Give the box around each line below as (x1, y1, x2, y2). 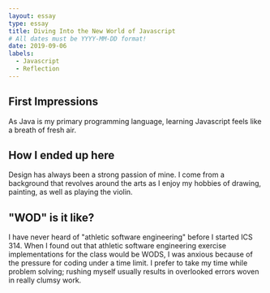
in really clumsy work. (8, 275, 82, 285)
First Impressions (8, 95, 99, 109)
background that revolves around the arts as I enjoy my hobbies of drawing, (8, 179, 262, 188)
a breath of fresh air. (8, 125, 77, 135)
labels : (8, 50, 35, 58)
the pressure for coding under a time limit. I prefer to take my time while (8, 258, 248, 268)
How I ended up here (8, 148, 115, 162)
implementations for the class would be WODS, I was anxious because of (8, 249, 253, 260)
